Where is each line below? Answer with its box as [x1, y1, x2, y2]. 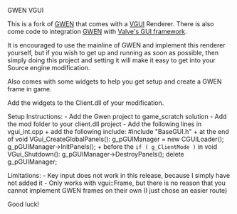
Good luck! [7, 200, 40, 208]
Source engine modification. [7, 64, 90, 72]
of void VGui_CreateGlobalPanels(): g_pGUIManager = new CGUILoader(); [7, 135, 224, 143]
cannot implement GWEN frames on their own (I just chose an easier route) [7, 186, 228, 194]
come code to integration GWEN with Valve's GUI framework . [7, 28, 187, 35]
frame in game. [7, 85, 52, 93]
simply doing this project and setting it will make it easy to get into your [7, 56, 216, 64]
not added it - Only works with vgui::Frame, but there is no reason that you [7, 179, 226, 187]
